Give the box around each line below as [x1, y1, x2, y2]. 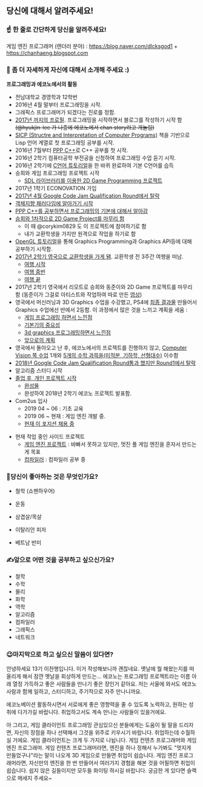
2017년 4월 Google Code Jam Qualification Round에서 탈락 [15, 192, 160, 199]
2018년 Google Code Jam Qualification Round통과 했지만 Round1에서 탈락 [15, 359, 196, 366]
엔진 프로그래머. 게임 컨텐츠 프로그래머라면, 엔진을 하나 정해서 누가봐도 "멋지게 [6, 744, 191, 751]
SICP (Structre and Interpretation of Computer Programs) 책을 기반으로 [15, 131, 190, 139]
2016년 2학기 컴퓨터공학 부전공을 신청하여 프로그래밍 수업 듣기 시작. [15, 154, 176, 161]
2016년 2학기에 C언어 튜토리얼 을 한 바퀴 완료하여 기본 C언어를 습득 [15, 162, 174, 169]
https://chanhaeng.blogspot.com [6, 49, 88, 57]
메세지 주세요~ [17, 774, 53, 782]
